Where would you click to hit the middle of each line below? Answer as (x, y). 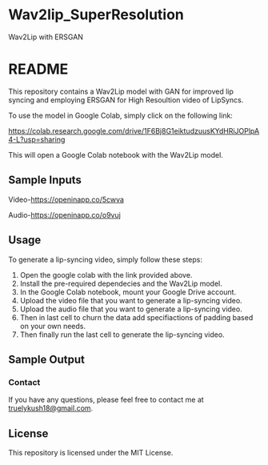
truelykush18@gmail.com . (51, 408)
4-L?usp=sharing (37, 139)
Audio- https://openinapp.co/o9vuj (65, 214)
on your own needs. (53, 326)
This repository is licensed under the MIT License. (91, 453)
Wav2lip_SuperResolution (96, 15)
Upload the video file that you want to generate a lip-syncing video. (131, 300)
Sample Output (47, 359)
